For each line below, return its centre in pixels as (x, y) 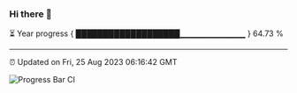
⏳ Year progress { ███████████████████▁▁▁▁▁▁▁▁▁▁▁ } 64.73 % (147, 33)
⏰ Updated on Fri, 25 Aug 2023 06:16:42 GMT (93, 62)
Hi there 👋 (31, 14)
